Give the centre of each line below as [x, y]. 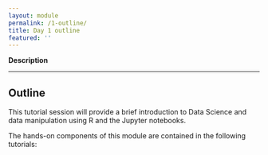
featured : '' [30, 38]
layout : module [33, 15]
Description [28, 60]
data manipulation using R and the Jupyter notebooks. [97, 121]
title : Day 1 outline [44, 30]
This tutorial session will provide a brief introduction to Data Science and [128, 112]
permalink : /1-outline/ [48, 23]
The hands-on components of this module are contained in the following [127, 136]
